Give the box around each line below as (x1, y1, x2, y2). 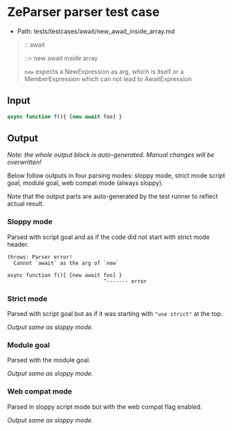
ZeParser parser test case (7, 4, 160, 20)
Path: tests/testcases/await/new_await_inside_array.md (17, 27, 175, 35)
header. (7, 240, 29, 248)
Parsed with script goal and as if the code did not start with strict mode (7, 233, 210, 241)
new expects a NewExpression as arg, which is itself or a (24, 67, 184, 76)
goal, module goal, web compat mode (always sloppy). (7, 179, 164, 187)
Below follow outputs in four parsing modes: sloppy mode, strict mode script (7, 171, 226, 180)
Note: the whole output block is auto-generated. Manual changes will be (7, 150, 215, 159)
